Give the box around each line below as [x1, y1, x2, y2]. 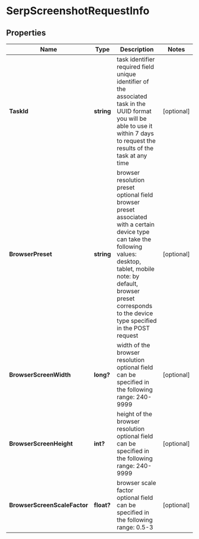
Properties [6, 28, 46, 38]
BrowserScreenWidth [9, 371, 71, 378]
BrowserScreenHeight [9, 439, 73, 448]
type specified [116, 317, 157, 325]
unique [116, 70, 136, 78]
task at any [116, 152, 147, 159]
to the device [116, 309, 153, 317]
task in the [116, 100, 146, 108]
